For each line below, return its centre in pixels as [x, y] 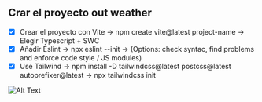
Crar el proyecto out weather [80, 13]
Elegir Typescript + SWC [59, 40]
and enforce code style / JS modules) [81, 57]
